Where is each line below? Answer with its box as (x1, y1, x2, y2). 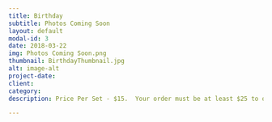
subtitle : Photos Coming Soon (8, 19, 111, 27)
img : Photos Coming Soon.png (8, 49, 107, 57)
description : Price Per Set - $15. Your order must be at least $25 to (8, 95, 259, 103)
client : (8, 79, 35, 87)
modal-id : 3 (8, 34, 49, 43)
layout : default (8, 27, 63, 35)
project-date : (8, 72, 57, 80)
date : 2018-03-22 (8, 42, 67, 50)
